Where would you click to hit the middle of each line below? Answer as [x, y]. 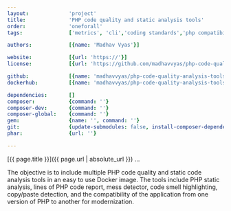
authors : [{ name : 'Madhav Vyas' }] [73, 45]
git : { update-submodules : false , [78, 127]
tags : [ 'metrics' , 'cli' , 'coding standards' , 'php [101, 33]
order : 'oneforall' [55, 26]
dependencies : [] [41, 95]
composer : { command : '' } [58, 101]
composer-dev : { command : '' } [58, 108]
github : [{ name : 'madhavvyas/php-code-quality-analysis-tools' [118, 76]
